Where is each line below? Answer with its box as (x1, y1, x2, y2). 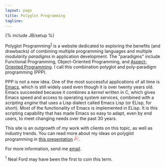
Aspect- (130, 59, 147, 65)
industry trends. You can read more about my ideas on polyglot (5, 130, 134, 136)
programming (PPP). (5, 69, 47, 75)
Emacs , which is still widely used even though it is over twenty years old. (5, 84, 154, 90)
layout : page (5, 8, 32, 13)
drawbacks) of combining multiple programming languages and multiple (5, 48, 153, 54)
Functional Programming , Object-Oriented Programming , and (5, 59, 130, 65)
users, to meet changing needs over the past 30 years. (5, 116, 117, 122)
